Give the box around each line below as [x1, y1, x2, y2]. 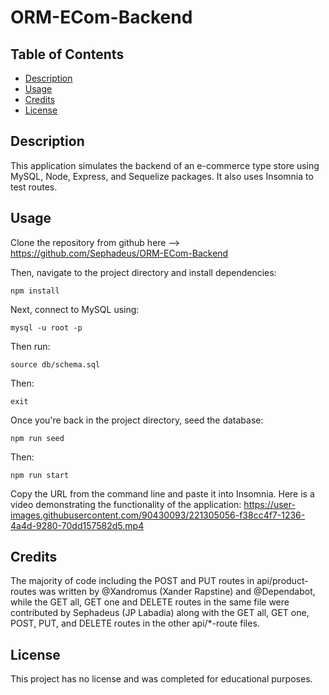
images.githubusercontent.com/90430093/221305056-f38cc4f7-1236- [10, 509, 306, 521]
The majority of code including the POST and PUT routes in [10, 575, 255, 587]
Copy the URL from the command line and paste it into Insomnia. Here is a [10, 487, 315, 500]
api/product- [256, 575, 309, 587]
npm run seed [10, 433, 65, 443]
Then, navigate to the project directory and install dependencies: [10, 266, 277, 278]
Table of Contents [10, 46, 125, 63]
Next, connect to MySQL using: [10, 303, 140, 315]
